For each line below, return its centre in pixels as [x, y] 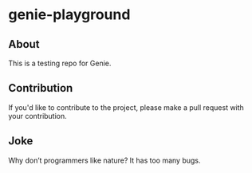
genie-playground [69, 15]
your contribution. [38, 116]
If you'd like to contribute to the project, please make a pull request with [126, 107]
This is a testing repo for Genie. [60, 63]
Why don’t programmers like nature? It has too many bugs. [104, 160]
